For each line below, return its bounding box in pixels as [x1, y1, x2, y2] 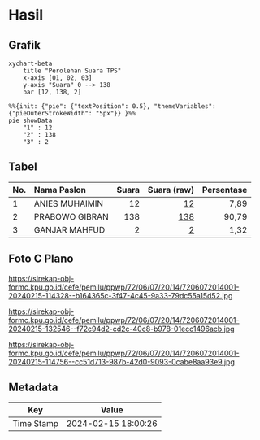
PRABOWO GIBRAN [33, 211, 109, 222]
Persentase [201, 184, 248, 195]
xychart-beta [8, 59, 53, 68]
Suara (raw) [147, 184, 195, 195]
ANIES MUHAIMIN [33, 198, 104, 209]
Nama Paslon [33, 184, 87, 195]
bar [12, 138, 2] [23, 88, 82, 96]
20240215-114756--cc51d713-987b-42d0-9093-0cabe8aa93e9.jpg [8, 356, 236, 367]
